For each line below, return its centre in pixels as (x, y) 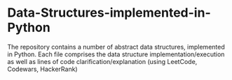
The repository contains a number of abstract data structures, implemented (116, 47)
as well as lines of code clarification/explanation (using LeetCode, (102, 61)
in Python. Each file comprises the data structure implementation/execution (116, 54)
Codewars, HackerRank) (43, 69)
